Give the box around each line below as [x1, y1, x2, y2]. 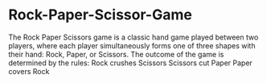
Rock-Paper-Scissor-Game [8, 6, 193, 24]
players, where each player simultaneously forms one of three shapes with [8, 40, 256, 50]
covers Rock [8, 66, 50, 76]
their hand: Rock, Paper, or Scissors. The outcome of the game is [8, 49, 224, 59]
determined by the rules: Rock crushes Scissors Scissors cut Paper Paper [8, 58, 253, 68]
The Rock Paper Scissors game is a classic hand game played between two [8, 32, 259, 42]
